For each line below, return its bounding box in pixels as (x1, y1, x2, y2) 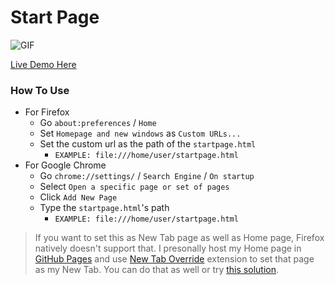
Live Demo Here (10, 58, 77, 70)
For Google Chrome (24, 159, 107, 171)
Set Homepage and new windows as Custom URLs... (39, 127, 242, 140)
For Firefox (24, 106, 70, 118)
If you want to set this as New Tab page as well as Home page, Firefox (34, 232, 325, 244)
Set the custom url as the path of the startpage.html (39, 138, 257, 150)
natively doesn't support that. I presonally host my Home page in (34, 242, 302, 255)
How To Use (10, 83, 70, 97)
